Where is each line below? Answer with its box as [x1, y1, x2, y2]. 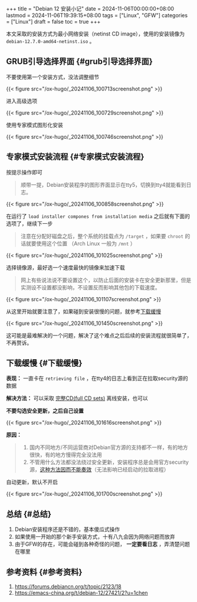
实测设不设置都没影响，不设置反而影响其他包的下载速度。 [20, 284, 160, 291]
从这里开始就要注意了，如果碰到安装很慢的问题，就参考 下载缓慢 [6, 308, 161, 315]
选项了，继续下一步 [6, 220, 53, 227]
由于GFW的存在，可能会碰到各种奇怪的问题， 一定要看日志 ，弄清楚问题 [14, 541, 191, 548]
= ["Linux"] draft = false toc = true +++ [6, 18, 101, 25]
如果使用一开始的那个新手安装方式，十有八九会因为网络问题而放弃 [14, 533, 175, 541]
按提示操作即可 [6, 168, 42, 175]
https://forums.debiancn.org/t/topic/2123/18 [14, 583, 122, 590]
